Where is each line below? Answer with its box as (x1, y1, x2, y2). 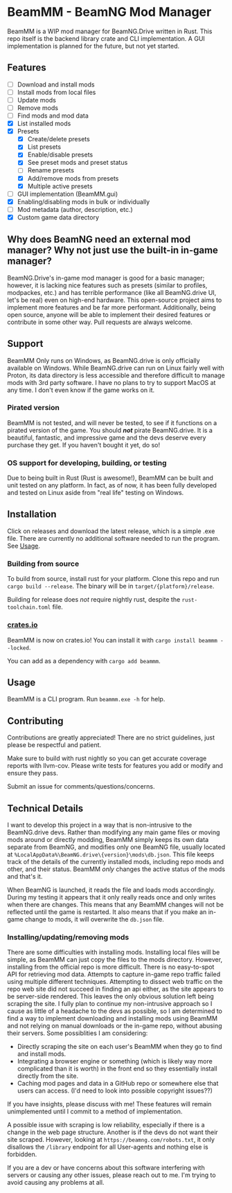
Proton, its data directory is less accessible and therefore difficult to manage (7, 371, 225, 379)
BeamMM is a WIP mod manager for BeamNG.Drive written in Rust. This (7, 27, 213, 35)
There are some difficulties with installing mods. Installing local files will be (7, 948, 220, 956)
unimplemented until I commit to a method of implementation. (7, 1107, 183, 1115)
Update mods (17, 96, 57, 104)
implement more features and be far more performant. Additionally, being (7, 303, 216, 312)
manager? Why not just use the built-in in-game (7, 244, 218, 256)
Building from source (7, 559, 80, 568)
